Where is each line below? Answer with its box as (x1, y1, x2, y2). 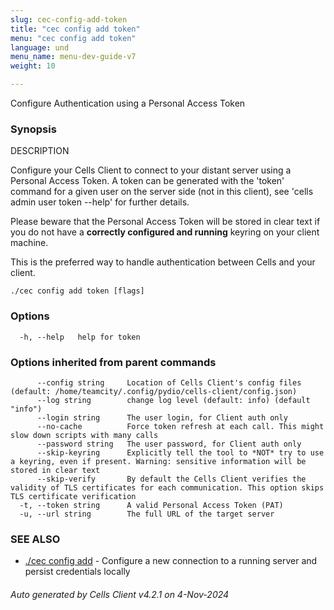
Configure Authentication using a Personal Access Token (10, 97, 246, 109)
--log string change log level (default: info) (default (36, 395, 311, 405)
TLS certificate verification (10, 491, 137, 501)
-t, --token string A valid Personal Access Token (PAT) (19, 500, 284, 510)
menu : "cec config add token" (10, 33, 137, 43)
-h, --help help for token (19, 332, 141, 342)
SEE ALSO (10, 532, 61, 546)
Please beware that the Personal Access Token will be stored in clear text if (10, 216, 321, 228)
